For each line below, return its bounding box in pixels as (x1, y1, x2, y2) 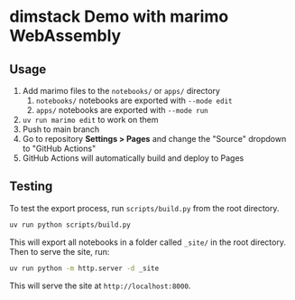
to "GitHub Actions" (22, 143, 97, 154)
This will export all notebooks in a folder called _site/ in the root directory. (9, 237, 287, 248)
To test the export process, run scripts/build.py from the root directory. (9, 202, 280, 213)
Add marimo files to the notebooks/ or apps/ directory (22, 86, 221, 96)
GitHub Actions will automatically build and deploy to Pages (22, 153, 244, 164)
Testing (9, 179, 53, 194)
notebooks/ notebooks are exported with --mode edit (35, 95, 233, 106)
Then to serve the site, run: (9, 246, 110, 257)
